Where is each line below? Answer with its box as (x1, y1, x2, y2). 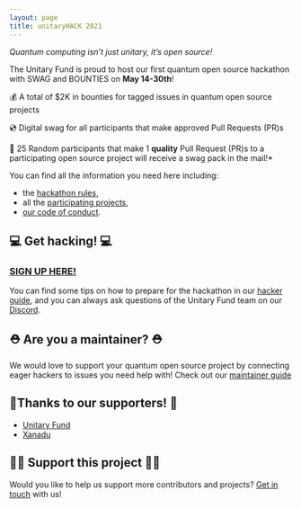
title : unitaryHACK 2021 (9, 22, 102, 31)
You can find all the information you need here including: (9, 170, 219, 181)
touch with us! (9, 488, 62, 499)
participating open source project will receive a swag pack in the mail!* (9, 152, 274, 163)
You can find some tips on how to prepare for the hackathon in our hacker (9, 285, 283, 297)
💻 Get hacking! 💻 (9, 233, 112, 248)
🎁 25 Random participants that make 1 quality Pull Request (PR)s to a (9, 143, 265, 154)
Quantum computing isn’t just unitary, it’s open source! (9, 46, 213, 57)
